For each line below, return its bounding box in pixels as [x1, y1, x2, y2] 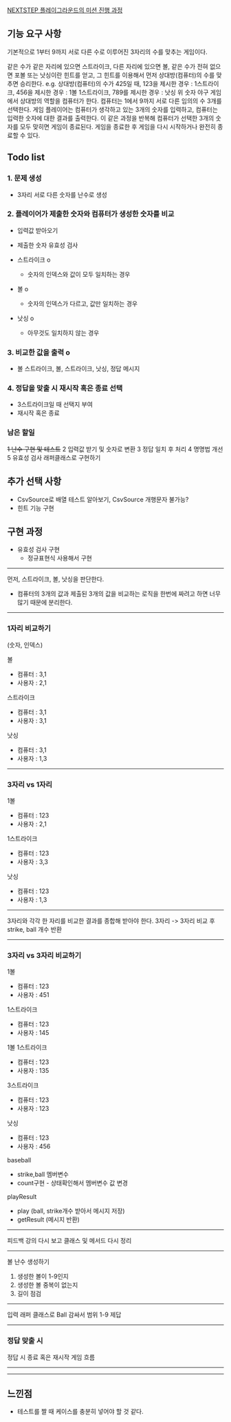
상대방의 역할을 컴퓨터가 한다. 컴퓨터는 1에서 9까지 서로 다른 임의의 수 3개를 [19, 96, 222, 105]
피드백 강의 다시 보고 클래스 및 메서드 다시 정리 [7, 1237, 132, 1245]
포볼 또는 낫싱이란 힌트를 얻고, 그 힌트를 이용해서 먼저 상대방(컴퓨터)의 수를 [14, 71, 215, 79]
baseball [7, 1156, 32, 1164]
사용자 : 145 [16, 1029, 49, 1037]
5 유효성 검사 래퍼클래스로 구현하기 [7, 453, 101, 461]
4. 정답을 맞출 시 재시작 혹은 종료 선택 [7, 384, 123, 393]
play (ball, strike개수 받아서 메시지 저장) [16, 1207, 125, 1215]
